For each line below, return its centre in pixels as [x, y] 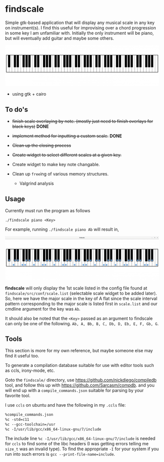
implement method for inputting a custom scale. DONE [67, 136]
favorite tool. [18, 396]
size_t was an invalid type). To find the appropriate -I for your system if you [82, 449]
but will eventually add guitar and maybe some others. [60, 38]
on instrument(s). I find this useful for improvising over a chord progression [81, 27]
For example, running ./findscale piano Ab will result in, [62, 229]
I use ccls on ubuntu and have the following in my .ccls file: [65, 405]
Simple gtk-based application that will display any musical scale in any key [80, 23]
